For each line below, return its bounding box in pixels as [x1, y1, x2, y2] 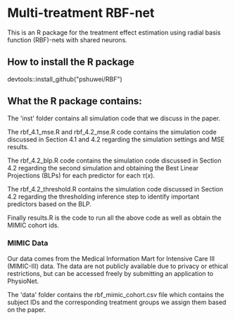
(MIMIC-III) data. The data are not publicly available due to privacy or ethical [7, 262, 229, 270]
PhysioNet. [7, 277, 39, 285]
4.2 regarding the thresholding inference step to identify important [7, 192, 200, 201]
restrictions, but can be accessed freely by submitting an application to [7, 269, 214, 277]
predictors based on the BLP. [7, 199, 91, 208]
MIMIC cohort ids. [7, 220, 60, 229]
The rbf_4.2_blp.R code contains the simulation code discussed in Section [7, 156, 222, 165]
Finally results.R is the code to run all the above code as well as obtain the [7, 213, 222, 222]
